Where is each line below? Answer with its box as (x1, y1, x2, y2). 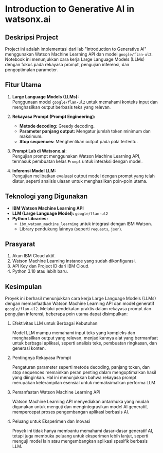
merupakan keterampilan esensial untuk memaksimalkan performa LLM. (12, 380, 157, 386)
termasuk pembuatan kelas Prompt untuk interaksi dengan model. (12, 158, 143, 164)
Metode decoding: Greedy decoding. (19, 123, 95, 129)
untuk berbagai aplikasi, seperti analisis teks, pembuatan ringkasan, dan (12, 340, 157, 346)
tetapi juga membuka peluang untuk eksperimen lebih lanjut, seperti (12, 433, 148, 439)
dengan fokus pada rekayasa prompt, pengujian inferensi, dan (5, 62, 130, 67)
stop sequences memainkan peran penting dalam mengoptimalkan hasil (12, 369, 157, 376)
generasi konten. (12, 345, 46, 351)
